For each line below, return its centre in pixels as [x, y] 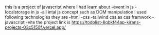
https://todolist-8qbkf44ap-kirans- [106, 22]
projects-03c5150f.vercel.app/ [35, 27]
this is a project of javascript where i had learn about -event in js [69, 7]
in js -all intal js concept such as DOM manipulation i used [89, 12]
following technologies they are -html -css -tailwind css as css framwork [78, 17]
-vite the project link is [48, 22]
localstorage [18, 12]
